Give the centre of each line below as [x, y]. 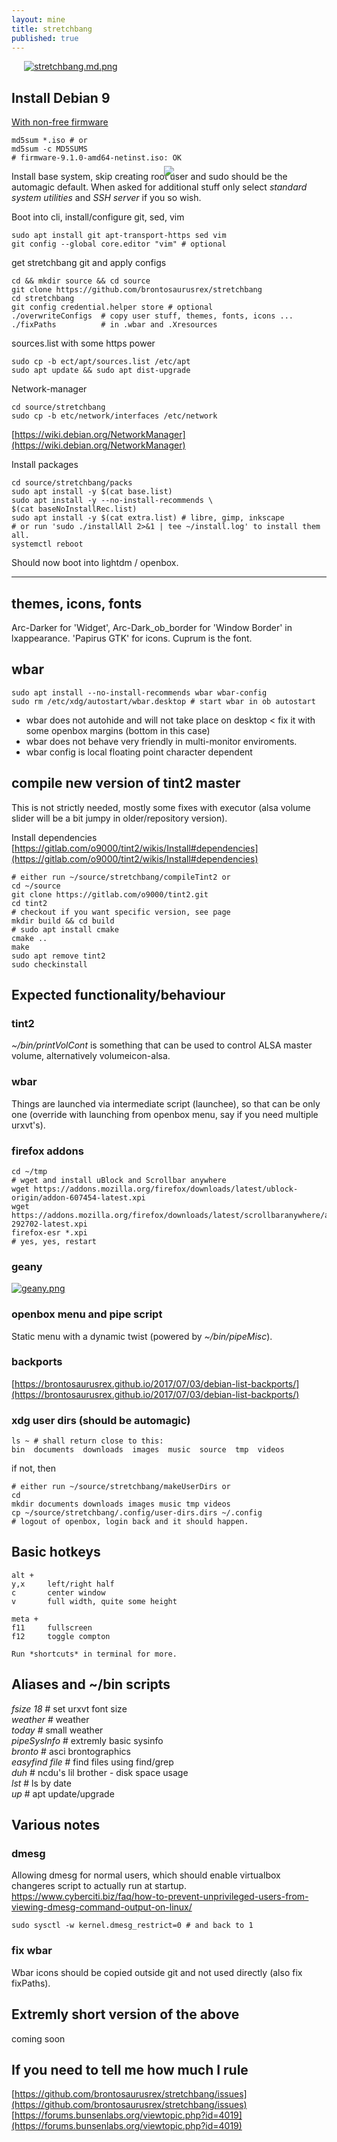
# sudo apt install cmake [65, 929]
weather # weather [50, 1719]
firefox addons [47, 1151]
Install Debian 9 [61, 97]
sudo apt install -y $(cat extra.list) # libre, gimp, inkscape [148, 518]
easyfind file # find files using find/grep [92, 1762]
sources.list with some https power [83, 343]
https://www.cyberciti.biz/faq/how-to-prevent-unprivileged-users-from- [160, 1897]
